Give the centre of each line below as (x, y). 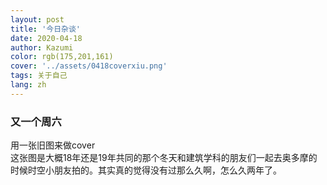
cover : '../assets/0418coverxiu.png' (89, 66)
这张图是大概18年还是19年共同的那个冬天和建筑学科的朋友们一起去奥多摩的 (164, 158)
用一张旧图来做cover (53, 145)
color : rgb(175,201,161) (62, 57)
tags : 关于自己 (39, 76)
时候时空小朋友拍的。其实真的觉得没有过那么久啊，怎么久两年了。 (146, 170)
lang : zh (28, 85)
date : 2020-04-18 (46, 38)
